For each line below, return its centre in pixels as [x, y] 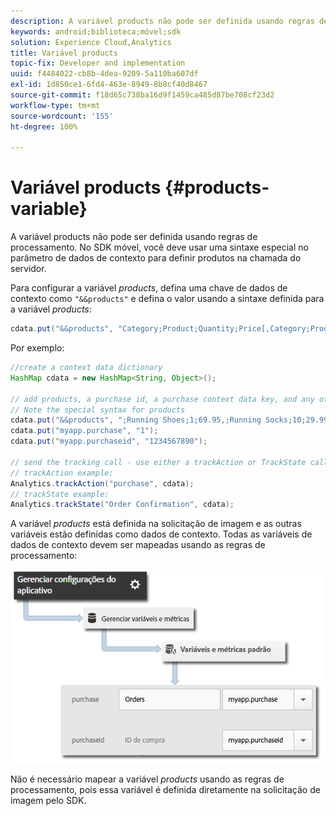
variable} [49, 209]
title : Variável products [64, 53]
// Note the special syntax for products [98, 410]
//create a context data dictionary [86, 368]
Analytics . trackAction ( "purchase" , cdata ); [102, 483]
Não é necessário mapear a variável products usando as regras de [147, 779]
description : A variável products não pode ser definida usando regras [162, 21]
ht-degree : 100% [44, 126]
